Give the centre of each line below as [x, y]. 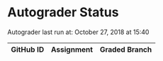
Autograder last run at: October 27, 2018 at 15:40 [78, 32]
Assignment [72, 49]
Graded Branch [126, 49]
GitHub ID [28, 49]
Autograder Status [63, 12]
